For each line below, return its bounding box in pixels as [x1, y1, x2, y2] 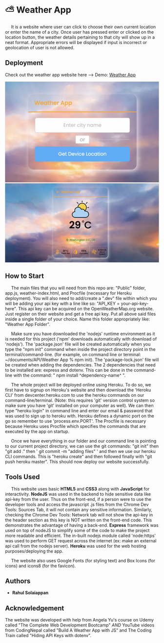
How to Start [5, 272, 44, 280]
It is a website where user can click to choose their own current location [11, 23, 156, 30]
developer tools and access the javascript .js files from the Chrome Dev [5, 501, 149, 507]
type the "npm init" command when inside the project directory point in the [5, 346, 156, 352]
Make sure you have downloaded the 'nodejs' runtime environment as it [11, 331, 155, 337]
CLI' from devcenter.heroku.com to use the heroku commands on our [5, 392, 144, 398]
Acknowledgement [5, 604, 64, 612]
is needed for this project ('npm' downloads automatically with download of [5, 336, 157, 342]
